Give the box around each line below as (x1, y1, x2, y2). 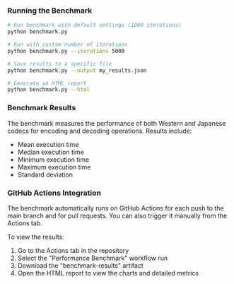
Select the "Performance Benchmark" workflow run (17, 254, 168, 262)
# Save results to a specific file (7, 60, 112, 67)
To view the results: (7, 232, 65, 241)
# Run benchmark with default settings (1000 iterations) (7, 22, 182, 29)
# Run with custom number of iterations (7, 41, 129, 48)
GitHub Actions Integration (7, 188, 101, 198)
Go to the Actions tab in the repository (17, 246, 129, 254)
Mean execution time (17, 140, 79, 148)
